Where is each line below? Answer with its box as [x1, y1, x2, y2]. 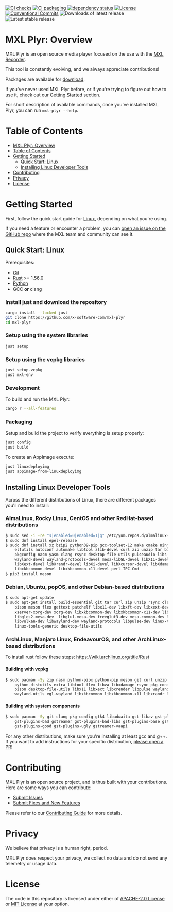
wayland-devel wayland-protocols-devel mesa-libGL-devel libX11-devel [14, 557, 169, 562]
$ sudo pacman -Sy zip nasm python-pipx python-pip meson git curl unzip [5, 677, 167, 683]
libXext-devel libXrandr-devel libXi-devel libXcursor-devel [14, 562, 148, 567]
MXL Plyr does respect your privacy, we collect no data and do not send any [5, 854, 167, 861]
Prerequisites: [5, 259, 35, 265]
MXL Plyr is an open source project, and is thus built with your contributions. [5, 779, 168, 785]
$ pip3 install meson [5, 571, 52, 576]
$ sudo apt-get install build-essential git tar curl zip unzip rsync [5, 600, 160, 605]
